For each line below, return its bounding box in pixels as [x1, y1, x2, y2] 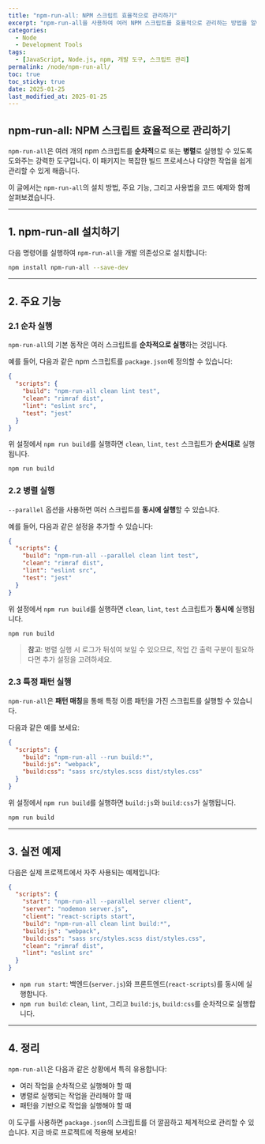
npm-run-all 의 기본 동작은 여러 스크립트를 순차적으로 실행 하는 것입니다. [8, 340, 228, 349]
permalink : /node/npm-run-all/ [8, 63, 111, 71]
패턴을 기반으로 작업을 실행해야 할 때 [19, 1101, 132, 1110]
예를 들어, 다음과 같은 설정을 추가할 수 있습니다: [8, 521, 154, 530]
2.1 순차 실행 [8, 321, 53, 332]
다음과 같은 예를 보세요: [8, 723, 80, 732]
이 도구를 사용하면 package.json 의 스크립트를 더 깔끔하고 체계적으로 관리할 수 [8, 1117, 246, 1127]
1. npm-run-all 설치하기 [8, 225, 121, 239]
